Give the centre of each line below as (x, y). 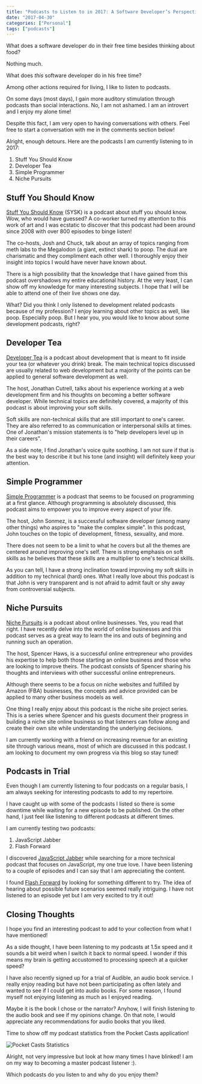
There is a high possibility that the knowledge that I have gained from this (97, 274)
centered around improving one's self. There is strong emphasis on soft (95, 551)
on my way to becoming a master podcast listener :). (71, 1063)
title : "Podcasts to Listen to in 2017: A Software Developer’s (88, 12)
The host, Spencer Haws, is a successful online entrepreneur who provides (99, 653)
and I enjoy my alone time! (39, 111)
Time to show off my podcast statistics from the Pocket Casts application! (98, 1033)
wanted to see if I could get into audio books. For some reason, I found (94, 991)
